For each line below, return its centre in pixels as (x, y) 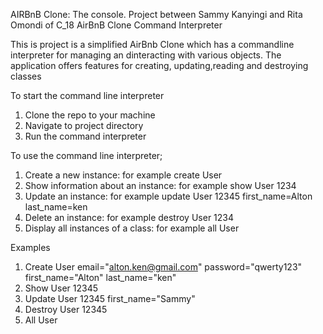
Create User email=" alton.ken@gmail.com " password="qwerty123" (163, 267)
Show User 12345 (61, 288)
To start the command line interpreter (87, 95)
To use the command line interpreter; (86, 155)
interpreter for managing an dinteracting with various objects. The (146, 55)
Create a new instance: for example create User (123, 175)
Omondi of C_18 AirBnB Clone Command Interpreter (116, 25)
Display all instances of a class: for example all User (132, 228)
